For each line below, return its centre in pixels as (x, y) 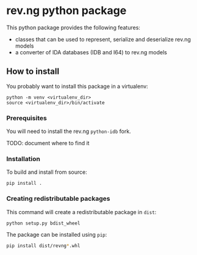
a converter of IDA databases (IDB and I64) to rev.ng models (91, 52)
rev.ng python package (66, 11)
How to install (33, 72)
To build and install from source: (47, 172)
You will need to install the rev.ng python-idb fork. (69, 131)
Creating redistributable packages (58, 199)
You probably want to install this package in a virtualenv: (77, 86)
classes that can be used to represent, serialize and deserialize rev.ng (103, 39)
